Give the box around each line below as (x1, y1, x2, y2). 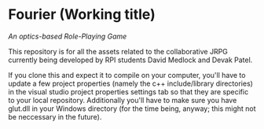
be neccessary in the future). (8, 112, 102, 121)
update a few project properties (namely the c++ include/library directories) (8, 79, 254, 88)
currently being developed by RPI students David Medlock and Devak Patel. (8, 55, 253, 64)
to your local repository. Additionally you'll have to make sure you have (8, 95, 237, 105)
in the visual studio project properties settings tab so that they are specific (8, 87, 249, 96)
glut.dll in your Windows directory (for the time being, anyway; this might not (8, 104, 257, 113)
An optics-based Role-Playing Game (8, 31, 127, 41)
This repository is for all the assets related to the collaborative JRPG (8, 46, 228, 56)
